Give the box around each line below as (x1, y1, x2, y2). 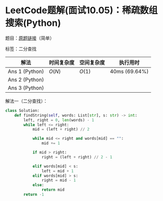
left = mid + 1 (41, 168, 74, 174)
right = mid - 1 (41, 178, 76, 183)
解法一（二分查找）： (5, 98, 48, 104)
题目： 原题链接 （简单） (5, 35, 54, 41)
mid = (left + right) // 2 (32, 127, 90, 132)
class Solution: (5, 108, 40, 113)
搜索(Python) (5, 17, 61, 29)
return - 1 (23, 192, 44, 197)
